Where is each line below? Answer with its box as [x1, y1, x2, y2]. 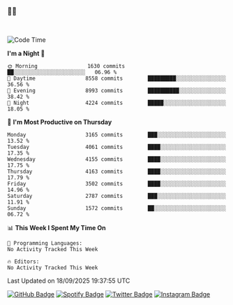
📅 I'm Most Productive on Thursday [7, 118, 112, 127]
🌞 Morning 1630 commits [7, 63, 126, 70]
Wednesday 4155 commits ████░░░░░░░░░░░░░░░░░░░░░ [7, 156, 227, 163]
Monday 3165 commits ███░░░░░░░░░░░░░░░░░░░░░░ [7, 132, 227, 139]
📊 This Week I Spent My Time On [7, 224, 106, 232]
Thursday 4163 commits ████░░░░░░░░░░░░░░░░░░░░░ [7, 168, 227, 176]
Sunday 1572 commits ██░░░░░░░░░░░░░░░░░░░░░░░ [7, 205, 227, 212]
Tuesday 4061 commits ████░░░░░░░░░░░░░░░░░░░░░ [7, 143, 227, 151]
